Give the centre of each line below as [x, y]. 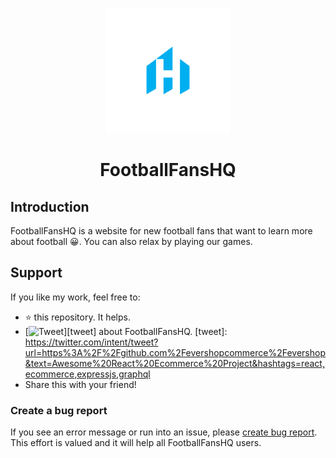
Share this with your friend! [80, 384]
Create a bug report [59, 410]
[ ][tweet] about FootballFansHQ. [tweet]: [126, 331]
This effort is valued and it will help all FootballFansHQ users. [136, 443]
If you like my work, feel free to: [75, 297]
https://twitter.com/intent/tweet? [91, 342]
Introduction [50, 206]
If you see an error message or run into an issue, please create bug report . [164, 432]
